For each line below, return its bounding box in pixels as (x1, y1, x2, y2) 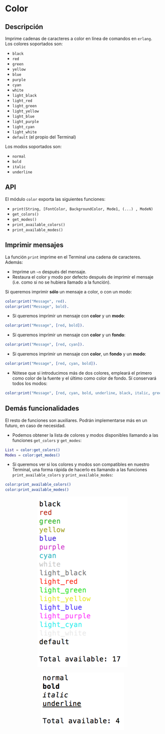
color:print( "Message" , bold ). (5, 304, 69, 309)
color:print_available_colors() (5, 482, 71, 487)
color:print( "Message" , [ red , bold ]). (5, 323, 84, 328)
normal (12, 154, 26, 159)
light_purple (12, 119, 39, 124)
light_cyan (12, 125, 35, 129)
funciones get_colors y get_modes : (12, 437, 82, 443)
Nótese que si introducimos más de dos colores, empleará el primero (12, 370, 152, 376)
